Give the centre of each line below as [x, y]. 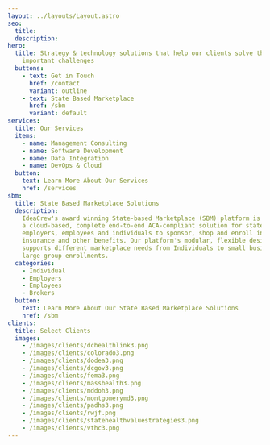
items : [26, 135]
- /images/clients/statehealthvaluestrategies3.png [110, 421]
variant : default [58, 114]
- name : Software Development [73, 151]
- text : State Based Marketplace [78, 98]
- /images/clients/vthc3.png [71, 428]
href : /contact [54, 83]
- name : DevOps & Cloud [62, 166]
